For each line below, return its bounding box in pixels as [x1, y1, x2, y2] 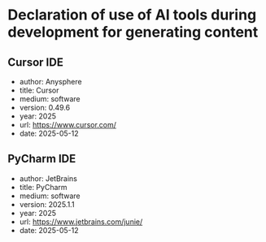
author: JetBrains [19, 173, 78, 184]
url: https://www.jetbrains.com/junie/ [19, 217, 143, 227]
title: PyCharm [19, 182, 68, 192]
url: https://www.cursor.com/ [19, 120, 117, 129]
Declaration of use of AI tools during [7, 6, 257, 24]
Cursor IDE [7, 55, 64, 69]
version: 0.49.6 [19, 103, 71, 112]
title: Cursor [19, 85, 59, 95]
